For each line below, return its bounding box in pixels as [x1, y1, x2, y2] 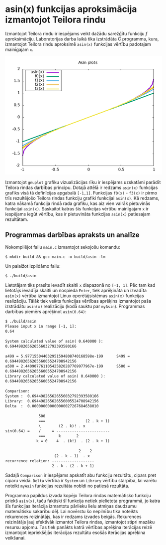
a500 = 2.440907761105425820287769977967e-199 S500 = [5, 363, 130, 368]
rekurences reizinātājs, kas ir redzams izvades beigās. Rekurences [5, 514, 142, 520]
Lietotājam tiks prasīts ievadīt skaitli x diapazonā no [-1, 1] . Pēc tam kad [5, 282, 156, 288]
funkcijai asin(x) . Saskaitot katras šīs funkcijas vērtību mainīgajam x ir [5, 205, 149, 211]
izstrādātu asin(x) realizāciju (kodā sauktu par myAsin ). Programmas [5, 303, 145, 309]
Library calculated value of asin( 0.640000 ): [5, 373, 106, 378]
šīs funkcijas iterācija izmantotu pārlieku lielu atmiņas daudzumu [5, 503, 137, 509]
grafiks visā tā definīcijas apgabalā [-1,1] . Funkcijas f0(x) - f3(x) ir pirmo [5, 189, 158, 195]
